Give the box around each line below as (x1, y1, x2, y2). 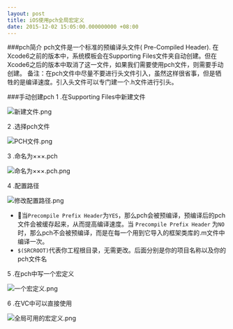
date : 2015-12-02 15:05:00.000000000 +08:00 (7, 23, 139, 30)
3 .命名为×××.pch (7, 152, 58, 160)
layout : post (7, 10, 45, 17)
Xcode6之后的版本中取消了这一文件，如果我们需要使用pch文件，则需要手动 (7, 61, 224, 69)
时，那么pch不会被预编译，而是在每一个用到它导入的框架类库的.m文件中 (17, 229, 225, 237)
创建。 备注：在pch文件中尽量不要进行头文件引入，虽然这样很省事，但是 (7, 69, 216, 77)
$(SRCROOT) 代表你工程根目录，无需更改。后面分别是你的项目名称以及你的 (17, 246, 227, 254)
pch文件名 (17, 255, 47, 263)
